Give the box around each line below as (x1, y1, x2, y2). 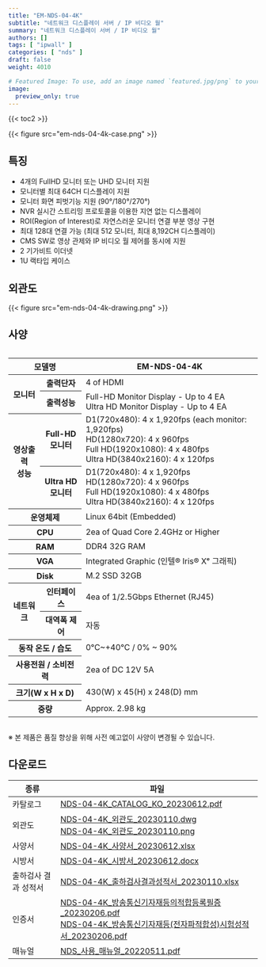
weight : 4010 (8, 63, 51, 71)
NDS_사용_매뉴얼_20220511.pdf (60, 945, 180, 956)
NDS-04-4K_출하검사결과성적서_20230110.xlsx (60, 876, 239, 887)
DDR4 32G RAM (85, 541, 146, 552)
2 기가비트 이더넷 (19, 247, 74, 256)
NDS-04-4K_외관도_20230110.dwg (60, 813, 197, 824)
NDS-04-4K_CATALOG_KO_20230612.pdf (60, 798, 222, 809)
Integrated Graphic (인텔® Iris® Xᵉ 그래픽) (85, 556, 237, 567)
